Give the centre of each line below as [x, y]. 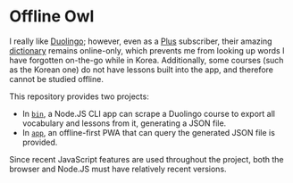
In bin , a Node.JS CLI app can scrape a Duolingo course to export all [148, 113]
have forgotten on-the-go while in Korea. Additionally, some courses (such [146, 60]
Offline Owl [52, 17]
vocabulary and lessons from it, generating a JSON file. [124, 123]
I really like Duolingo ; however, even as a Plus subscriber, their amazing [141, 41]
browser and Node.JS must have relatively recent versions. [118, 169]
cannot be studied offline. [57, 79]
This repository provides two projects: [79, 96]
